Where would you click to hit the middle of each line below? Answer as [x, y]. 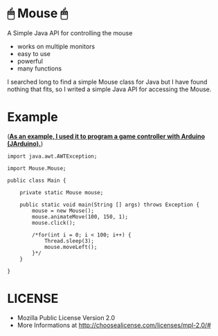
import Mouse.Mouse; [37, 168]
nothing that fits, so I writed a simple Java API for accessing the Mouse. [109, 89]
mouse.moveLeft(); [71, 247]
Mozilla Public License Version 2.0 [66, 317]
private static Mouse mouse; [62, 192]
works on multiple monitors [56, 46]
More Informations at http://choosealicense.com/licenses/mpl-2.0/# [114, 325]
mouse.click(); [54, 223]
